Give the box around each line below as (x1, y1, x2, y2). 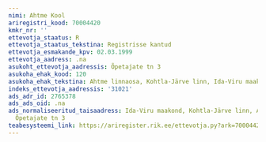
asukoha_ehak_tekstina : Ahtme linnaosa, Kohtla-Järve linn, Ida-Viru (8, 77, 243, 85)
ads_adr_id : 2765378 (8, 92, 77, 100)
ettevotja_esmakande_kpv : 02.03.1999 (8, 48, 133, 56)
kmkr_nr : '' (8, 26, 47, 34)
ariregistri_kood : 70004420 (8, 19, 101, 27)
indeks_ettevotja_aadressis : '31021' (8, 84, 133, 93)
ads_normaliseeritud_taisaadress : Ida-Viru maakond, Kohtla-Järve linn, (8, 107, 253, 115)
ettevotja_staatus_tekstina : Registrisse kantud (8, 41, 172, 49)
